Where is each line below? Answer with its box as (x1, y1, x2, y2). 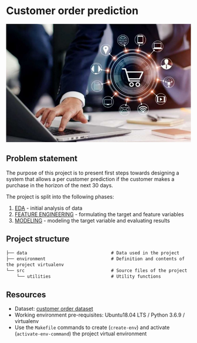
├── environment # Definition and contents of (6, 256, 185, 262)
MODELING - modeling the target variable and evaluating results (14, 217, 170, 224)
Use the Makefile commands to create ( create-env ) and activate (14, 324, 170, 331)
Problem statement (6, 154, 78, 164)
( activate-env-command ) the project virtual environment (14, 330, 147, 337)
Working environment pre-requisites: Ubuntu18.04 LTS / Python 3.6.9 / (14, 311, 185, 318)
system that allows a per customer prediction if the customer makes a (6, 175, 175, 183)
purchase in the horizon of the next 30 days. (6, 181, 113, 189)
